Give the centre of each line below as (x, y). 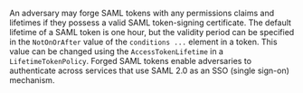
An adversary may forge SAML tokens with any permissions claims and (142, 13)
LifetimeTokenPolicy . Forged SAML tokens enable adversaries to (130, 61)
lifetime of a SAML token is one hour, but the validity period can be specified (152, 32)
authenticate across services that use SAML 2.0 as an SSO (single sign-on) (149, 70)
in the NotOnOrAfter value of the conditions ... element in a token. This (143, 42)
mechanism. (32, 80)
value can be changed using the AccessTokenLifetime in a (117, 51)
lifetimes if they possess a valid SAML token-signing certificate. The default (151, 23)
